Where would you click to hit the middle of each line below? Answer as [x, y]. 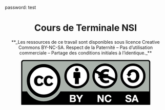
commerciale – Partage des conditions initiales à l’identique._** [86, 52]
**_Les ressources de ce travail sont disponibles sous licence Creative [86, 42]
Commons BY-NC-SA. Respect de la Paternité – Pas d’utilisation [86, 47]
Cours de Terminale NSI [86, 28]
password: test [20, 7]
